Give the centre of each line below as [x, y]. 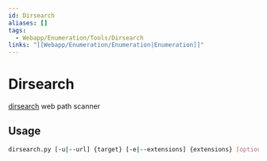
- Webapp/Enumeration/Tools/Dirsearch [80, 38]
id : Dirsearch [32, 15]
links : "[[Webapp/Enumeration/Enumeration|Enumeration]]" [106, 45]
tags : [17, 30]
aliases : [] [28, 23]
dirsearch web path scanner [54, 106]
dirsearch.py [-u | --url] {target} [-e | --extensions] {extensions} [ [124, 149]
